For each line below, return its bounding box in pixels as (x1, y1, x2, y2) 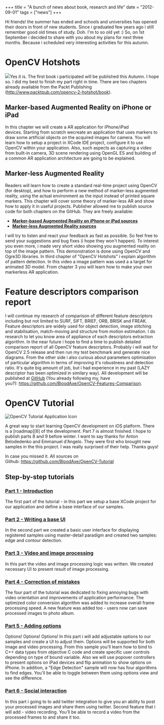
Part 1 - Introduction (5, 487, 54, 494)
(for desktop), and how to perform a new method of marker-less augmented (5, 187, 158, 193)
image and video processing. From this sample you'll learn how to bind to (5, 644, 152, 650)
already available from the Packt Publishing (5, 84, 92, 90)
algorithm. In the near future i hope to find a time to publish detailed (5, 339, 141, 345)
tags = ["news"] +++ (20, 9, 62, 15)
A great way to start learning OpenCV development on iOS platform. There (5, 423, 155, 429)
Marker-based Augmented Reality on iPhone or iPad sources (12, 218, 138, 224)
